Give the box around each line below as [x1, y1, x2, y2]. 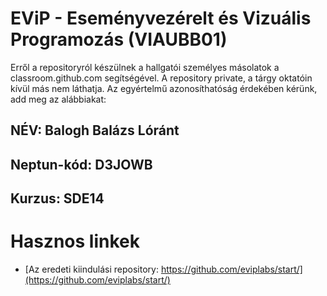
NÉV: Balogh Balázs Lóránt [10, 122, 180, 139]
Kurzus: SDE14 [10, 190, 105, 207]
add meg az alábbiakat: [10, 93, 107, 105]
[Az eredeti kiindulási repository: [24, 263, 159, 276]
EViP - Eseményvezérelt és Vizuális [10, 7, 312, 30]
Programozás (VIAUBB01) [10, 28, 228, 51]
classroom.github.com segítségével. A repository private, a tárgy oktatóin [10, 72, 313, 84]
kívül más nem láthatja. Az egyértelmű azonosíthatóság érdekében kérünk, [10, 82, 318, 94]
